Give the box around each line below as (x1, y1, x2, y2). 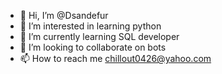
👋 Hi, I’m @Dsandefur (19, 10, 109, 21)
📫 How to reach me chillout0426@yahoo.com (19, 53, 212, 64)
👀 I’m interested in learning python (19, 20, 162, 32)
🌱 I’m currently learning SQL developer (19, 31, 180, 42)
